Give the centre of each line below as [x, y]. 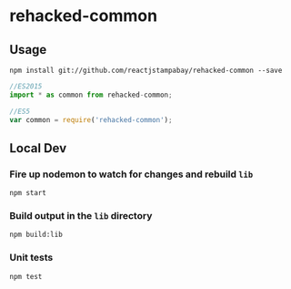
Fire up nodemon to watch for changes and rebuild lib [131, 174]
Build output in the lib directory [81, 216]
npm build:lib [36, 235]
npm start [28, 193]
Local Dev [38, 148]
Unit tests [31, 258]
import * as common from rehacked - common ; [91, 95]
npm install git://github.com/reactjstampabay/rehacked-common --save [146, 70]
